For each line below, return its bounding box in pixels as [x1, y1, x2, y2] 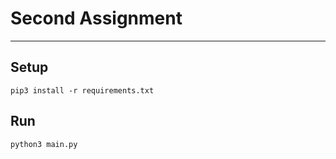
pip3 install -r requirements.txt [10, 85, 155, 96]
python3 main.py [10, 139, 78, 149]
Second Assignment [10, 7, 183, 30]
